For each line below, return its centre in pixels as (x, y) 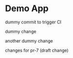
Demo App (27, 9)
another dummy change (29, 41)
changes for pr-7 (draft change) (37, 50)
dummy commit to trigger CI (33, 22)
